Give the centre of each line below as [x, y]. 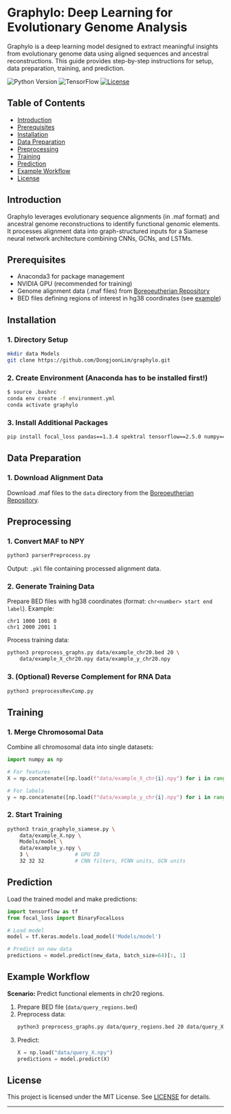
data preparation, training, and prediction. [66, 68]
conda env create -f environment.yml [61, 398]
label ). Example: [31, 609]
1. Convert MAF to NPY [46, 541]
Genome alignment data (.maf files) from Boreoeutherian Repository [113, 291]
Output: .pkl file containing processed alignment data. [84, 569]
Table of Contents [46, 103]
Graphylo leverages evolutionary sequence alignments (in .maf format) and [113, 216]
